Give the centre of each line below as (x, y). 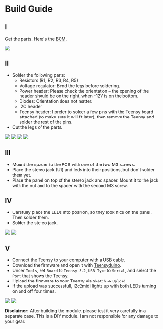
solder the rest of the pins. (46, 122)
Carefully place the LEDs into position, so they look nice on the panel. (82, 212)
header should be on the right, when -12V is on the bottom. (79, 96)
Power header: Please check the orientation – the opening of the (84, 91)
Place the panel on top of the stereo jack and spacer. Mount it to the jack (85, 180)
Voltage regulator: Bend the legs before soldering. (70, 85)
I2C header (31, 106)
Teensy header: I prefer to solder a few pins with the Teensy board (86, 112)
